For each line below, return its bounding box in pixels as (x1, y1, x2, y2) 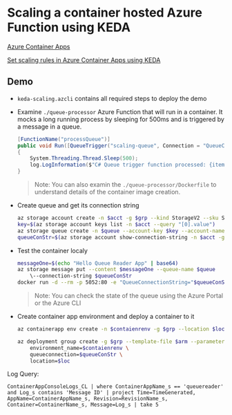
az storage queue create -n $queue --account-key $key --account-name (17, 227, 225, 234)
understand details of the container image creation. (34, 188, 181, 196)
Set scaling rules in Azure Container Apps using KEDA (7, 55, 161, 64)
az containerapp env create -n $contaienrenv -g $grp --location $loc (17, 326, 225, 333)
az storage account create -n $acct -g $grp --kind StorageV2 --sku (17, 214, 219, 221)
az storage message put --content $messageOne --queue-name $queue (17, 266, 216, 273)
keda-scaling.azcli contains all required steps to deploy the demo (17, 94, 207, 102)
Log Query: (7, 370, 39, 378)
